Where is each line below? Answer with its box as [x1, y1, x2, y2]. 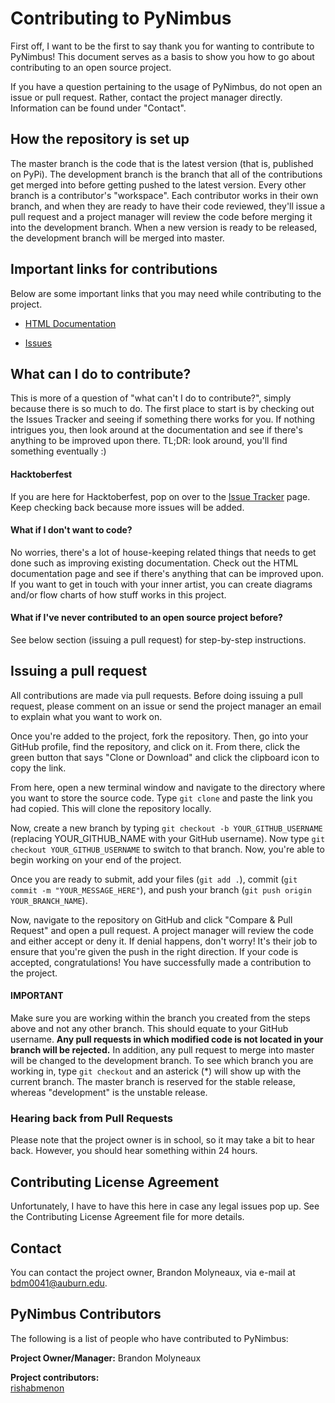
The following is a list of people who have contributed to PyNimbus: [10, 1332, 289, 1344]
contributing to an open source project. [10, 61, 172, 73]
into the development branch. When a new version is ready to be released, [10, 221, 318, 233]
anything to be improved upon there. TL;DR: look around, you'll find [10, 435, 288, 447]
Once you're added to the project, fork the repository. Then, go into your [10, 730, 309, 742]
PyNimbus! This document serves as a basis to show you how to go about [10, 50, 315, 62]
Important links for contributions [10, 261, 218, 278]
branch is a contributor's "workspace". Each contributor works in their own [10, 189, 319, 201]
